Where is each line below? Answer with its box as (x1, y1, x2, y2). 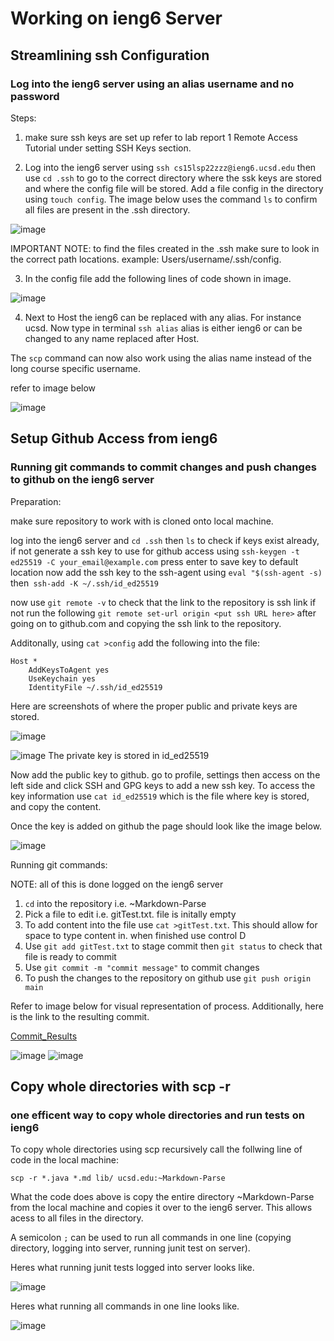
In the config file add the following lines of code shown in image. (24, 272, 292, 284)
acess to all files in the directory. (10, 1212, 144, 1224)
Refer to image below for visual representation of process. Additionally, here (10, 1000, 324, 1012)
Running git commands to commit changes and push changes (10, 460, 317, 474)
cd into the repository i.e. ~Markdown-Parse (24, 897, 207, 909)
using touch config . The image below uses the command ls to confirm (24, 193, 318, 205)
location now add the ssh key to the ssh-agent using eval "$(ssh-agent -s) (10, 566, 323, 578)
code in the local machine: (10, 1154, 119, 1166)
